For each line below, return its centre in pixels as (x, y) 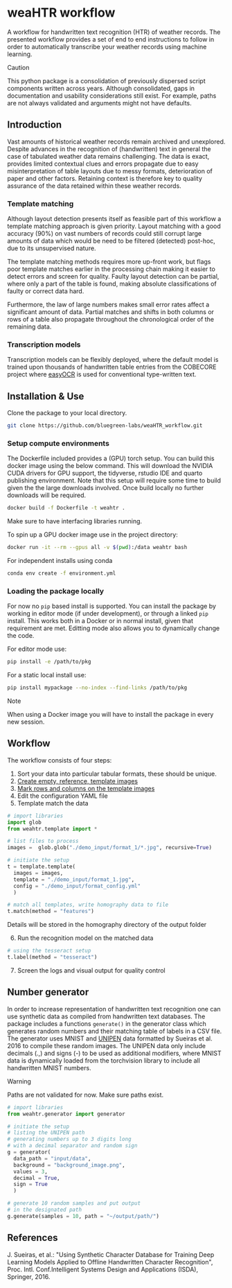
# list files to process (43, 841)
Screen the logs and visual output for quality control (91, 970)
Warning (19, 1081)
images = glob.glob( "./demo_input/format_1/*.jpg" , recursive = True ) (110, 848)
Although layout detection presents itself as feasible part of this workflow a (114, 219)
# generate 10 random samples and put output (74, 1203)
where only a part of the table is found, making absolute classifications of (112, 284)
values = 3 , (31, 1172)
